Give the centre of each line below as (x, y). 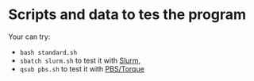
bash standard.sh (48, 52)
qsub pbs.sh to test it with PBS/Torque (82, 68)
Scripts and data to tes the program (127, 15)
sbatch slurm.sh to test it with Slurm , (80, 60)
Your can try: (29, 37)
